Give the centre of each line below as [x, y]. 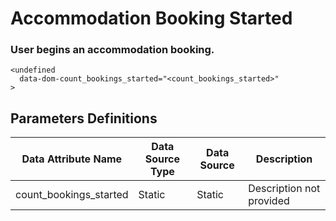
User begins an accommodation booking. [112, 50]
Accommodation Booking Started [151, 18]
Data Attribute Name [72, 159]
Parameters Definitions [84, 118]
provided [269, 201]
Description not [284, 189]
